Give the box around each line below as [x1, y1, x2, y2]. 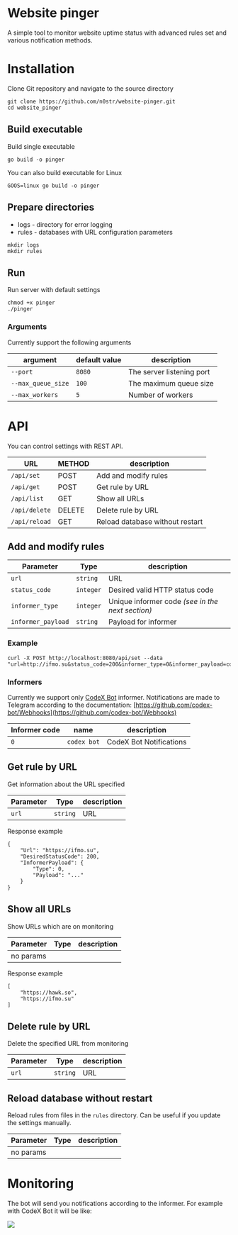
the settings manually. [7, 1119, 72, 1127]
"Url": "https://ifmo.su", [20, 846, 100, 854]
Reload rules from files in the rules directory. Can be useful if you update [7, 1111, 221, 1119]
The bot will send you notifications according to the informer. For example [7, 1200, 223, 1208]
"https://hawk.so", [20, 989, 78, 996]
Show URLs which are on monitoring [7, 922, 114, 930]
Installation [7, 61, 75, 77]
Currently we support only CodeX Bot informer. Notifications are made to [7, 693, 220, 701]
